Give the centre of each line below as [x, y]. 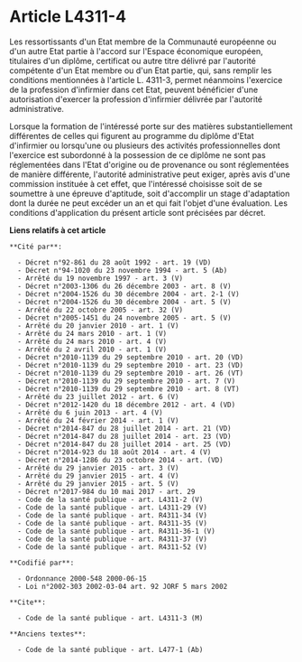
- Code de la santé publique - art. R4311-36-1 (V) [117, 531]
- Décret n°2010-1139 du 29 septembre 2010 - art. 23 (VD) [131, 365]
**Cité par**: [36, 247]
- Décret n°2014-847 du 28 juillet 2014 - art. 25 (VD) [124, 444]
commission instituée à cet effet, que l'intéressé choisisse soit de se [136, 183]
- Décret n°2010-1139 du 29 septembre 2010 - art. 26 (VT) [131, 373]
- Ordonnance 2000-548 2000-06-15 [82, 578]
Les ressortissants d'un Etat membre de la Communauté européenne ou [143, 42]
